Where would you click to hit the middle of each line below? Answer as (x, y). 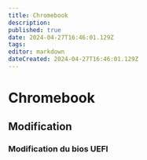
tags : (17, 45)
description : (29, 23)
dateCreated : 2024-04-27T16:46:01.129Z (73, 60)
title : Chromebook (38, 15)
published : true (35, 30)
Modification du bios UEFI (58, 149)
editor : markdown (37, 52)
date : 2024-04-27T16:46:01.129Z (61, 37)
